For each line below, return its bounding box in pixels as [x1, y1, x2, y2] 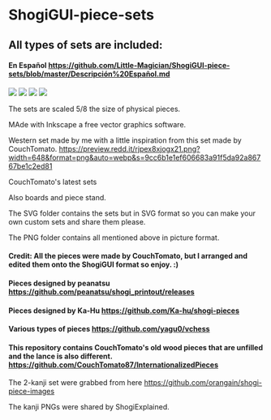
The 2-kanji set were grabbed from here [8, 378, 143, 388]
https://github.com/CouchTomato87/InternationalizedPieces [8, 359, 219, 370]
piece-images [8, 387, 55, 396]
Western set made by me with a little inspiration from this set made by [8, 135, 242, 145]
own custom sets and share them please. [8, 216, 146, 226]
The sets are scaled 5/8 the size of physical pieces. [8, 104, 181, 114]
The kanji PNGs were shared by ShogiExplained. [8, 402, 170, 412]
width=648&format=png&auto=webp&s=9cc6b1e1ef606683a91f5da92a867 [8, 152, 261, 162]
